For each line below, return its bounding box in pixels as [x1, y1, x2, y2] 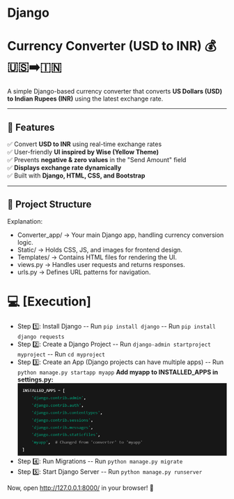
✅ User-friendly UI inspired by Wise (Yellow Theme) [7, 147, 159, 156]
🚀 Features [7, 121, 55, 133]
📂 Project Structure [7, 198, 92, 210]
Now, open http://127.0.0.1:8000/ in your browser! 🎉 [7, 484, 155, 492]
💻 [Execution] [7, 294, 92, 309]
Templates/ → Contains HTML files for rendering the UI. [17, 253, 178, 261]
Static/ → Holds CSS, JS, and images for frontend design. [17, 245, 183, 254]
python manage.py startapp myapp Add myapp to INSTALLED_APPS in [17, 368, 218, 376]
